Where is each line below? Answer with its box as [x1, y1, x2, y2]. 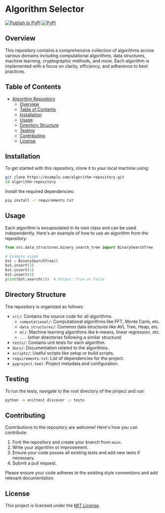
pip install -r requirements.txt [5, 198, 74, 203]
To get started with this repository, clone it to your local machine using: [5, 165, 149, 171]
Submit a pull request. [12, 460, 57, 466]
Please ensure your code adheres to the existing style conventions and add [5, 470, 158, 476]
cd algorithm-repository [5, 180, 56, 185]
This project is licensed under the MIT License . [5, 503, 100, 509]
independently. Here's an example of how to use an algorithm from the [5, 230, 149, 236]
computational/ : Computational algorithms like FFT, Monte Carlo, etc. [19, 318, 160, 325]
